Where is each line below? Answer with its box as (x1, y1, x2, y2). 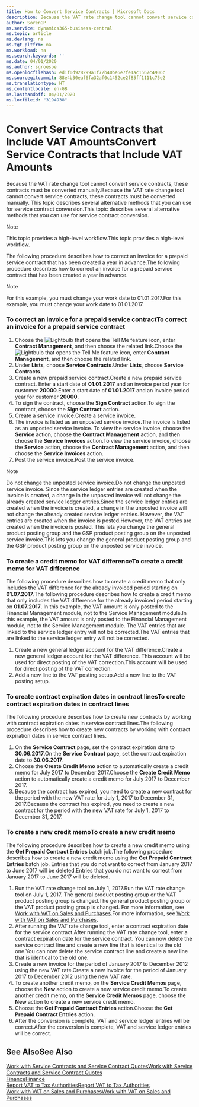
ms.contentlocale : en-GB (6, 86, 68, 92)
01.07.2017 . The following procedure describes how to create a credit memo (6, 591, 191, 598)
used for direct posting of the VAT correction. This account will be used (14, 659, 188, 666)
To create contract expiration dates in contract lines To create (6, 693, 185, 701)
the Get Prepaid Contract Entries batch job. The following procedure (6, 848, 173, 855)
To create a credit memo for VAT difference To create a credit (6, 557, 184, 565)
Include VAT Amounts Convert (6, 135, 156, 148)
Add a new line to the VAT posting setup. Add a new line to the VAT (14, 671, 177, 678)
